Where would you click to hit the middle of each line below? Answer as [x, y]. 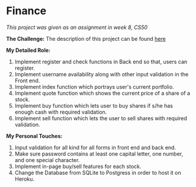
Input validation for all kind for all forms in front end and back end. [95, 147]
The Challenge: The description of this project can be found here [86, 38]
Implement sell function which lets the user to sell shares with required [101, 118]
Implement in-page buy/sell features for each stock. [78, 166]
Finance [26, 11]
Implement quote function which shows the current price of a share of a [102, 93]
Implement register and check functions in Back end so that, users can [101, 62]
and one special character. [47, 160]
